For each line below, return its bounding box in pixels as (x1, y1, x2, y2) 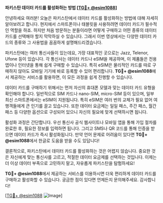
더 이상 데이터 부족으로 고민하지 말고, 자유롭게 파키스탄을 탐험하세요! (5, 161, 135, 166)
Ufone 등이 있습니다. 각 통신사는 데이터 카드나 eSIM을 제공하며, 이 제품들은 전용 (5, 56, 157, 61)
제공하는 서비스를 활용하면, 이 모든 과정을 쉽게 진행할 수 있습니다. (10, 74, 133, 80)
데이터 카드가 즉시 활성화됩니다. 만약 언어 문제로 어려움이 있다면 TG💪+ (14, 132, 147, 137)
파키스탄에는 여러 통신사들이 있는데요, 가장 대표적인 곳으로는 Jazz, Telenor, (5, 50, 149, 56)
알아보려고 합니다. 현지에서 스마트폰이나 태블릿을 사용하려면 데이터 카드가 (5, 21, 145, 27)
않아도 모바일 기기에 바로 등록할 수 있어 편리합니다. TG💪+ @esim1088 (18, 68, 152, 74)
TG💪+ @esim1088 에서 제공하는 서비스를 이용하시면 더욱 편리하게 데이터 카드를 (5, 171, 157, 176)
